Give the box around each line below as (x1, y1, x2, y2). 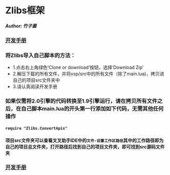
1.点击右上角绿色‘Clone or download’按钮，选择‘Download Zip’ (12, 64, 144, 70)
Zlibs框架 (5, 5, 45, 16)
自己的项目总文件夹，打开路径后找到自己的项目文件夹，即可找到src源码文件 (5, 143, 165, 149)
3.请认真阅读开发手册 (12, 84, 58, 90)
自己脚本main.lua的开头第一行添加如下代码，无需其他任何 (21, 105, 164, 112)
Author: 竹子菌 (5, 22, 37, 29)
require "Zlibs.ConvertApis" (5, 126, 68, 131)
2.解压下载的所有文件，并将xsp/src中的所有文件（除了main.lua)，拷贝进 (12, 71, 164, 77)
